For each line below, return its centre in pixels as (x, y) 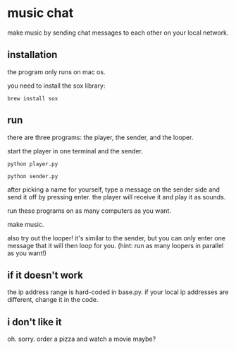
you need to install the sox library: (56, 86)
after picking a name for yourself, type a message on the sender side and (114, 189)
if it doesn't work (45, 275)
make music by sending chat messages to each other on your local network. (118, 33)
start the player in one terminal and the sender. (75, 151)
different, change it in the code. (53, 300)
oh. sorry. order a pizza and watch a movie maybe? (82, 339)
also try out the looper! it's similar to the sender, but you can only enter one (116, 238)
